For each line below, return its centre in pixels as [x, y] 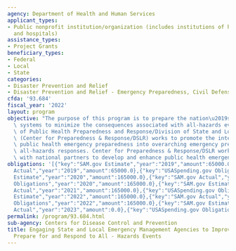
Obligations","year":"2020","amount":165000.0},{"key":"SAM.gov [110, 184]
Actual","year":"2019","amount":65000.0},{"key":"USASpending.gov [113, 170]
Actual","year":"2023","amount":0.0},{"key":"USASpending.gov [106, 210]
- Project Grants [33, 46]
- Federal [22, 60]
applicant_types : [33, 20]
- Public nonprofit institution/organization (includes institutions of [116, 27]
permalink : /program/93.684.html [56, 217]
